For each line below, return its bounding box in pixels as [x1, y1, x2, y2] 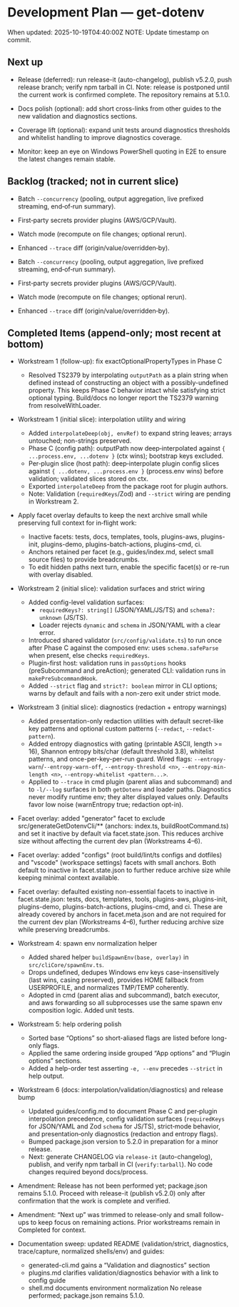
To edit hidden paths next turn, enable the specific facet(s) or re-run [28, 563, 230, 571]
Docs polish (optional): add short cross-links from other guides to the [17, 104, 222, 113]
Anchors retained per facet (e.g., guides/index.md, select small [28, 548, 214, 556]
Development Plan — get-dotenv [7, 4, 205, 21]
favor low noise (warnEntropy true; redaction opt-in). [28, 801, 184, 809]
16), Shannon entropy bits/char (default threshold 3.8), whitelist [28, 747, 215, 756]
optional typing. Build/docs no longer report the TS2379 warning [28, 394, 219, 402]
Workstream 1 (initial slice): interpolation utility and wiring [17, 415, 186, 424]
